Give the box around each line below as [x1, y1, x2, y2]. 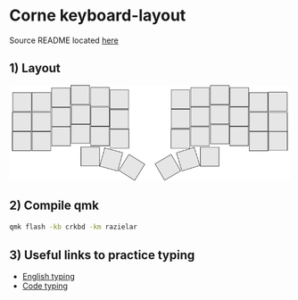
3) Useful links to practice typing [9, 247, 195, 262]
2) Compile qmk [9, 197, 100, 212]
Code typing [21, 280, 69, 291]
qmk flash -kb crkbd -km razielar [9, 222, 138, 232]
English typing [21, 271, 75, 282]
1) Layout [9, 61, 61, 76]
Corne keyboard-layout [9, 5, 186, 26]
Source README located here [9, 35, 119, 46]
